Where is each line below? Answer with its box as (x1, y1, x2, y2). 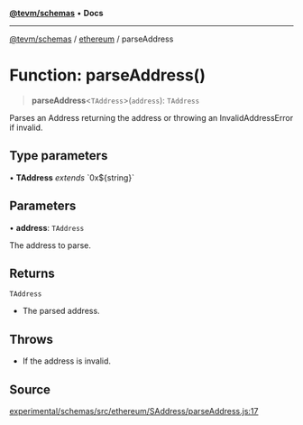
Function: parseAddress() (9, 65, 206, 86)
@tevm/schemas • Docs (9, 8, 104, 18)
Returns (9, 265, 56, 281)
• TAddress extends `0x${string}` (9, 171, 135, 183)
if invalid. (9, 122, 43, 133)
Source (9, 382, 51, 397)
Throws (9, 331, 54, 346)
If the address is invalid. (22, 356, 111, 366)
